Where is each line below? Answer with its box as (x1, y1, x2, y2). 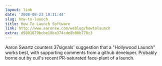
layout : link (5, 7, 32, 12)
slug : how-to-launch (5, 16, 48, 21)
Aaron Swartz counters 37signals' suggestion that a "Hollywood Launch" (5, 44, 155, 50)
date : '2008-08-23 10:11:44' (5, 12, 66, 17)
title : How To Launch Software (5, 21, 70, 26)
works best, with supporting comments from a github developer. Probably (5, 49, 157, 55)
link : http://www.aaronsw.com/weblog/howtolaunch (5, 26, 111, 31)
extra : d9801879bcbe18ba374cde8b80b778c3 (5, 30, 93, 35)
